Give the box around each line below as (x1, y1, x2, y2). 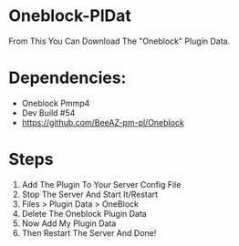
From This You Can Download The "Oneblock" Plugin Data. (8, 36, 231, 46)
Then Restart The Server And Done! (21, 227, 157, 238)
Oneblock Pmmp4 (21, 97, 90, 108)
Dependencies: (8, 67, 127, 88)
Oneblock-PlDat (8, 5, 131, 26)
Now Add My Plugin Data (21, 218, 117, 229)
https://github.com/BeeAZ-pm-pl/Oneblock (21, 117, 184, 128)
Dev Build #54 (21, 107, 76, 118)
